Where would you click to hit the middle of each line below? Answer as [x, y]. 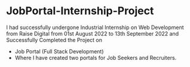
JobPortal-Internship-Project [80, 11]
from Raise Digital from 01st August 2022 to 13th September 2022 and [93, 33]
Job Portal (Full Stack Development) [59, 51]
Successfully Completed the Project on [54, 40]
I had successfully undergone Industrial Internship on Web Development [95, 27]
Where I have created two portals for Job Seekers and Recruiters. [96, 58]
